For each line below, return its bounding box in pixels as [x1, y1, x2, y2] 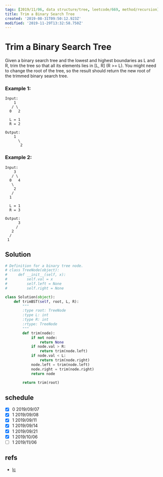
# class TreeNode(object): [5, 268, 60, 273]
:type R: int [22, 317, 49, 322]
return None [39, 340, 64, 345]
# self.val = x [5, 277, 53, 282]
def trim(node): [22, 330, 55, 335]
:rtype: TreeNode [22, 322, 57, 327]
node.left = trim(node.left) [31, 362, 90, 367]
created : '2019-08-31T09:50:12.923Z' [5, 16, 81, 21]
